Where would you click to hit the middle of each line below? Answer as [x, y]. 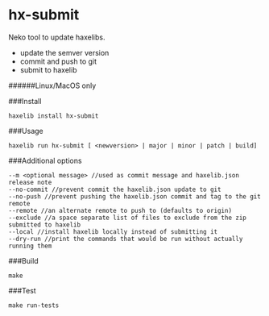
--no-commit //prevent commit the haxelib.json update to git [115, 189]
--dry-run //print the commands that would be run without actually [126, 239]
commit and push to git [58, 61]
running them [30, 246]
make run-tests [34, 305]
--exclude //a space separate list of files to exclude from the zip [128, 218]
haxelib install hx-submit [54, 116]
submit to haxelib [48, 69]
